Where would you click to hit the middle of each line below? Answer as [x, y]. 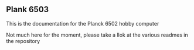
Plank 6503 [28, 10]
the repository [23, 41]
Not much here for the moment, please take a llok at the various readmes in [97, 35]
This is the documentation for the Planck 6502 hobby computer [83, 23]
